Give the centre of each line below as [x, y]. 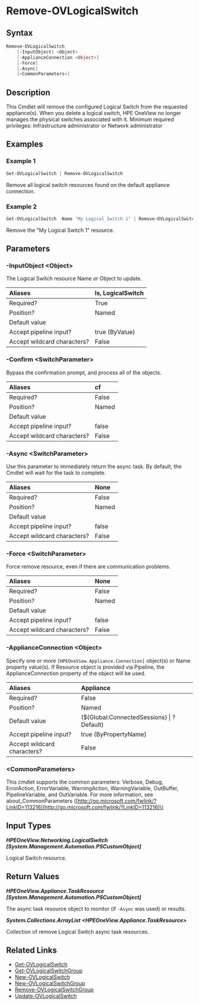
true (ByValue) [115, 332]
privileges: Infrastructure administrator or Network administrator [84, 126]
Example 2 [22, 206]
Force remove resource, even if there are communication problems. [88, 567]
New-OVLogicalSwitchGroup [50, 984]
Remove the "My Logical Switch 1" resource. [60, 230]
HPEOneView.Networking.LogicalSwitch [57, 840]
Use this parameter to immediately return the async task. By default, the [94, 466]
